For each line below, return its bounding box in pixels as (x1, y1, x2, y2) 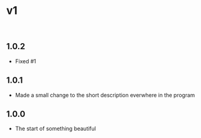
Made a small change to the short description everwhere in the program (15, 91, 196, 98)
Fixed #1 (15, 57, 36, 64)
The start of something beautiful (15, 125, 96, 133)
